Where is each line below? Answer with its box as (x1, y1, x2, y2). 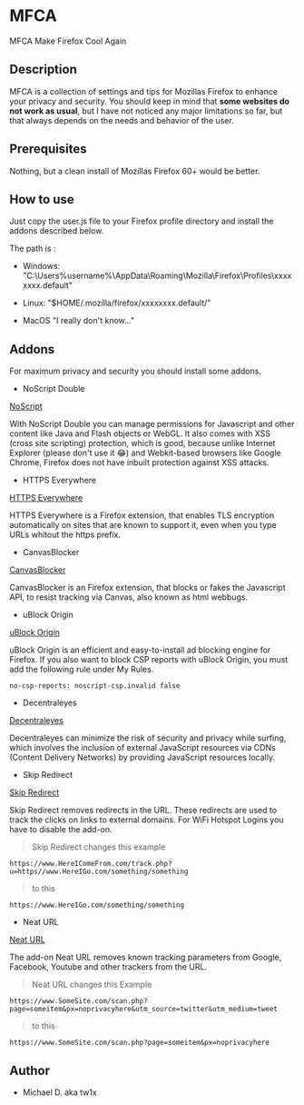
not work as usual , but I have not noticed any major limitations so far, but (9, 105, 283, 116)
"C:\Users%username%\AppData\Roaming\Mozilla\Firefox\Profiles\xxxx (22, 270, 292, 282)
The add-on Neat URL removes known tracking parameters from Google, (9, 951, 282, 963)
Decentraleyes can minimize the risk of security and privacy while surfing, (9, 732, 287, 743)
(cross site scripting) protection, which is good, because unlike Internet (9, 438, 276, 449)
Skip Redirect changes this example (31, 841, 166, 852)
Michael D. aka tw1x (22, 1087, 97, 1098)
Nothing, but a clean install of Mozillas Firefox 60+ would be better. (9, 165, 260, 176)
